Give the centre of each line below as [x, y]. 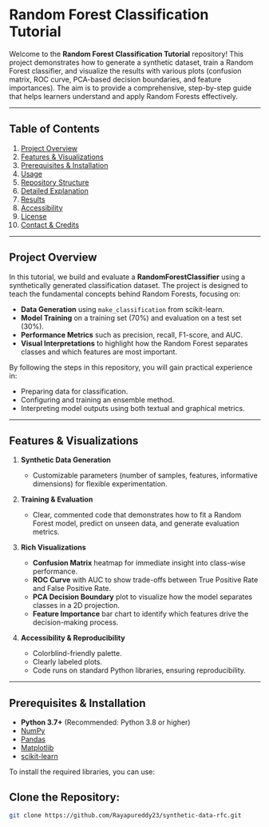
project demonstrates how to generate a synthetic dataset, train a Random [131, 62]
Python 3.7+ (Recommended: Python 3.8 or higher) [105, 722]
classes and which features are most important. [99, 352]
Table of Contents [55, 129]
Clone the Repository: [65, 797]
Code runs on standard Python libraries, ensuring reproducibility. [139, 670]
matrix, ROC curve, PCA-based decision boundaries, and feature [115, 79]
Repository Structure [55, 182]
